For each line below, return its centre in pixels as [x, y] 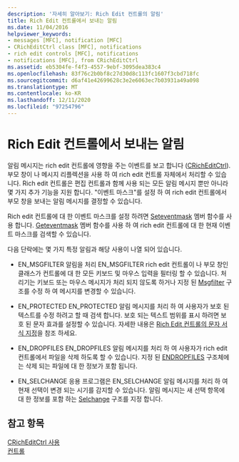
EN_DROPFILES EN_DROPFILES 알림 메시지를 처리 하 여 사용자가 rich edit [123, 348]
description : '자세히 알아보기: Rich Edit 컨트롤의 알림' [86, 14]
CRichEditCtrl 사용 [34, 442]
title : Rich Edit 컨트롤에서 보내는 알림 [62, 21]
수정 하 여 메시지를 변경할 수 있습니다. [83, 291]
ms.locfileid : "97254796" [46, 107]
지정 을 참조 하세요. [51, 333]
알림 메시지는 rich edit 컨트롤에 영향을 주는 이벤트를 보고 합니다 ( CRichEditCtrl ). [119, 165]
